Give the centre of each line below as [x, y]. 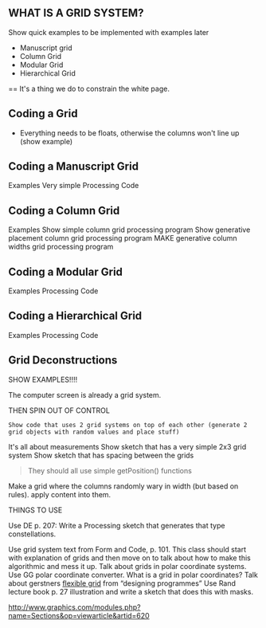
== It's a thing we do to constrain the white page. [89, 88]
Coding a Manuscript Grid [74, 167]
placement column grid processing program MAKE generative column [123, 238]
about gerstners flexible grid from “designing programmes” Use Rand [122, 583]
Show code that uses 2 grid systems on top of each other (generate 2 [128, 425]
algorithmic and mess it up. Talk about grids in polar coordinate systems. [127, 566]
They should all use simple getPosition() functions [110, 470]
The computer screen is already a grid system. [85, 394]
